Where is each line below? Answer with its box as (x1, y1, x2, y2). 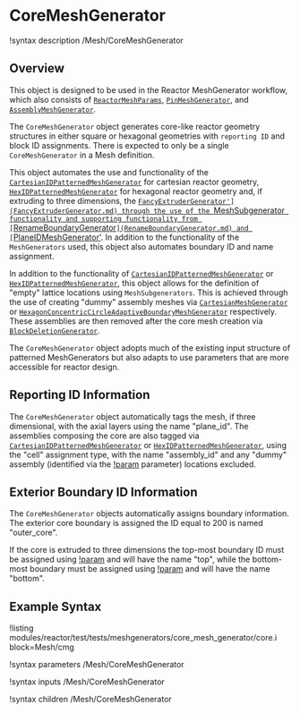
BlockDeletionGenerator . (9, 325, 100, 335)
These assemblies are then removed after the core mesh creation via (9, 315, 263, 327)
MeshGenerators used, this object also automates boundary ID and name (9, 241, 274, 251)
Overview (9, 61, 65, 76)
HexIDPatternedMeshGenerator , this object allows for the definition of (9, 277, 260, 288)
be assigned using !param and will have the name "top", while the (9, 554, 251, 564)
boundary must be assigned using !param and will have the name (30, 564, 270, 574)
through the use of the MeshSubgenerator (121, 205, 285, 216)
